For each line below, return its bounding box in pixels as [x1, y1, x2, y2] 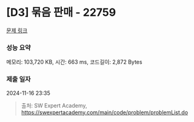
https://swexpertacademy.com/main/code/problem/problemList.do [21, 109, 189, 116]
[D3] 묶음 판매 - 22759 [6, 5, 116, 19]
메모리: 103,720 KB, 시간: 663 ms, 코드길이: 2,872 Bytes [6, 58, 142, 66]
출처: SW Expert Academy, [21, 101, 87, 109]
